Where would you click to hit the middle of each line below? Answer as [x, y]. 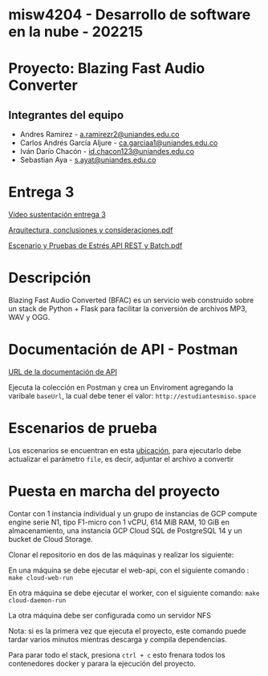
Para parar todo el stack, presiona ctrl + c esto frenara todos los [117, 654]
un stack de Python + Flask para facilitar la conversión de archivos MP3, [128, 309]
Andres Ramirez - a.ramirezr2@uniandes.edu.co [99, 135]
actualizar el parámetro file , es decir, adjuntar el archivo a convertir [121, 459]
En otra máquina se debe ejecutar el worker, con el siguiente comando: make [134, 593]
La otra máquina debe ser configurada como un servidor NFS [110, 615]
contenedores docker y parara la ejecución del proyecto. [102, 663]
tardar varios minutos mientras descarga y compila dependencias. [118, 639]
